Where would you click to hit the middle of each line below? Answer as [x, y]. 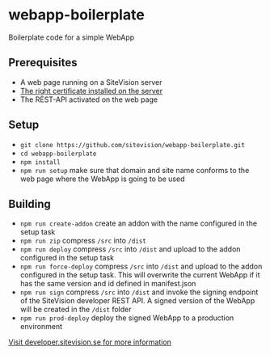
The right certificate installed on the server [91, 91]
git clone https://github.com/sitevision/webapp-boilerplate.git [132, 145]
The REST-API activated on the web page [89, 99]
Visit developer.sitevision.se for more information [90, 342]
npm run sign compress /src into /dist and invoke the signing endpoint [139, 292]
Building [30, 204]
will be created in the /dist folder [76, 310]
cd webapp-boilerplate [58, 154]
